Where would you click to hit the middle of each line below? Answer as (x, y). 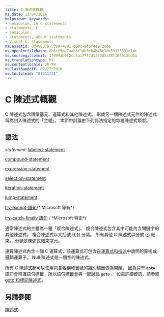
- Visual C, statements (29, 42)
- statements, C (22, 28)
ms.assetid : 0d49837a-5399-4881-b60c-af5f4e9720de (58, 46)
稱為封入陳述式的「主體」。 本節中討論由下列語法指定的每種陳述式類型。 (78, 120)
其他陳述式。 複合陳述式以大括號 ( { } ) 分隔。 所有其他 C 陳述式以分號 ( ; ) (78, 234)
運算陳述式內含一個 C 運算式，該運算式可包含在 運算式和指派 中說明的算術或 (81, 251)
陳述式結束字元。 (45, 240)
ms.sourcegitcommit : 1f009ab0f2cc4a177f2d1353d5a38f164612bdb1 (71, 55)
